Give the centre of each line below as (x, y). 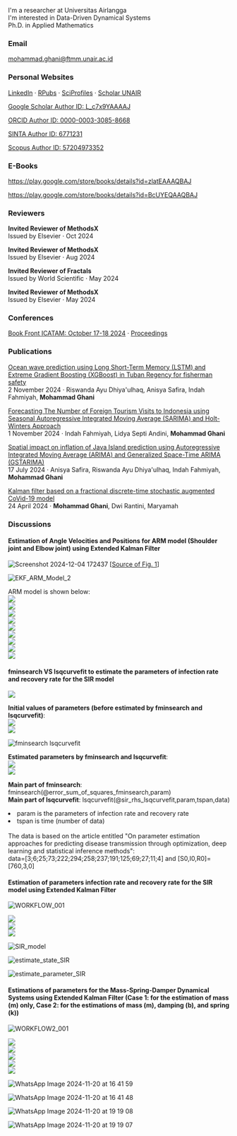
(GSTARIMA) (26, 462)
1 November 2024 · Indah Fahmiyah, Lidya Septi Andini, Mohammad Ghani (117, 433)
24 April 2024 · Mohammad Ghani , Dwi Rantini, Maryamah (93, 505)
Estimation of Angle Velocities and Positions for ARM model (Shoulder (113, 541)
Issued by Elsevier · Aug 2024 (51, 257)
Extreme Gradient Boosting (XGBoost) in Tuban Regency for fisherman (110, 375)
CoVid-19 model (31, 498)
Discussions (30, 524)
